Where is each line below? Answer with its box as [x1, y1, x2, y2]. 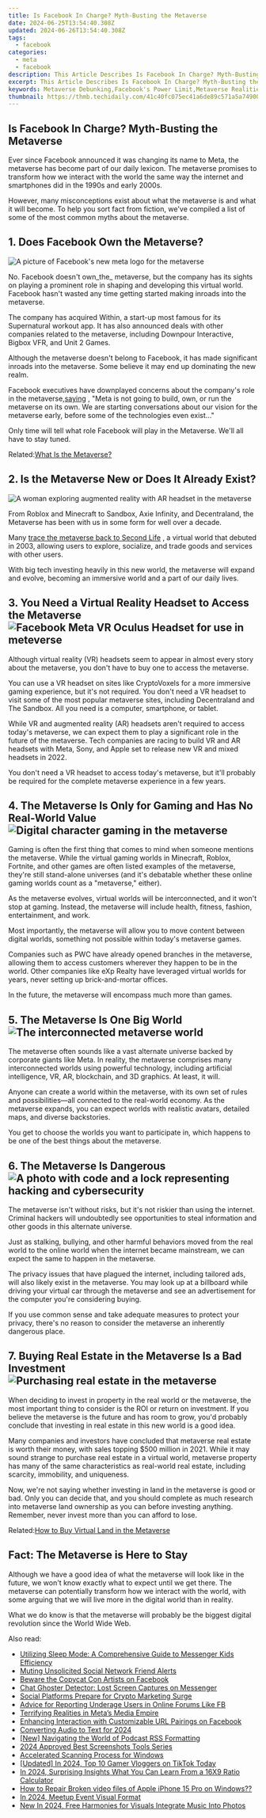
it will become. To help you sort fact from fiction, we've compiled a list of [8, 204, 245, 214]
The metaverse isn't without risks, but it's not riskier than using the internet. [8, 1204, 255, 1214]
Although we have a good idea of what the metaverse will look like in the [8, 1569, 245, 1579]
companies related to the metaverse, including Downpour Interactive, [8, 329, 234, 339]
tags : [8, 33, 26, 42]
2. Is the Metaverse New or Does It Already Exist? [8, 473, 256, 486]
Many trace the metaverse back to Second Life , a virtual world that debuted [8, 532, 257, 542]
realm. [8, 370, 29, 379]
